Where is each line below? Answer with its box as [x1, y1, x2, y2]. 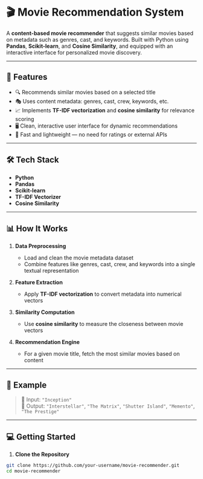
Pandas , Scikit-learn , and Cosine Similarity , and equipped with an [6, 42, 173, 50]
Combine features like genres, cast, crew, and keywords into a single [24, 261, 195, 268]
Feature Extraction [14, 279, 63, 286]
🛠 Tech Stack [6, 155, 59, 165]
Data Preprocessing [14, 243, 66, 250]
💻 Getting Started [6, 431, 76, 442]
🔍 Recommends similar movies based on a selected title [14, 88, 156, 96]
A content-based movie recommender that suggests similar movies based [6, 29, 194, 37]
